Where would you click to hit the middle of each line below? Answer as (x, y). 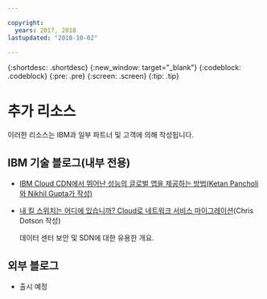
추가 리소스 (42, 111)
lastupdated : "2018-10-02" (53, 38)
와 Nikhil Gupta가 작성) (56, 194)
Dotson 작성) (40, 221)
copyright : (26, 23)
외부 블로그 (33, 266)
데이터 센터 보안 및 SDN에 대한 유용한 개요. (86, 238)
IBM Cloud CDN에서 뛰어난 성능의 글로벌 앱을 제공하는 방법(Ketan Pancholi (139, 184)
